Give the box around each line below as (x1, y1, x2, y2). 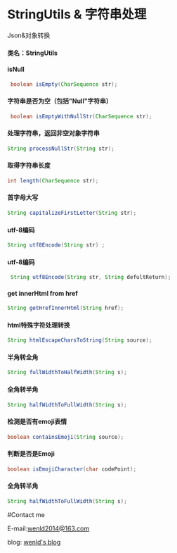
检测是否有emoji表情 (7, 417, 67, 425)
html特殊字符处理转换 (7, 321, 70, 329)
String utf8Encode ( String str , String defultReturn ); (10, 274, 171, 281)
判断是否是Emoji (7, 449, 55, 458)
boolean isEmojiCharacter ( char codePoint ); (7, 466, 137, 473)
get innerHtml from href (7, 289, 79, 297)
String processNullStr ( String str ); (7, 145, 114, 152)
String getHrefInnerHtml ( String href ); (7, 304, 124, 312)
